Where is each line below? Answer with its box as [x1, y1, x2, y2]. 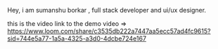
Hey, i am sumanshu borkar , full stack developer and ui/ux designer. [7, 6, 206, 14]
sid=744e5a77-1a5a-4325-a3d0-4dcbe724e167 [7, 34, 146, 43]
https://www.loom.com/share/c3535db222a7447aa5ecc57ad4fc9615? [7, 27, 211, 35]
